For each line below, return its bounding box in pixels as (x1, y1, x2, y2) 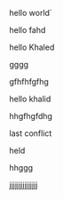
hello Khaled (9, 42, 55, 52)
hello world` (9, 8, 53, 18)
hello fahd (9, 25, 46, 35)
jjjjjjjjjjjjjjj (9, 179, 38, 190)
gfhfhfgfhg (9, 76, 49, 87)
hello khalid (9, 93, 51, 104)
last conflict (9, 128, 52, 139)
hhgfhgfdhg (9, 111, 53, 121)
